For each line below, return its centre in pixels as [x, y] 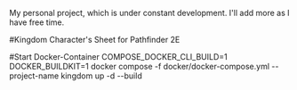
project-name [34, 76]
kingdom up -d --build [101, 76]
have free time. [37, 22]
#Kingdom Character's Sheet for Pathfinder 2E [95, 40]
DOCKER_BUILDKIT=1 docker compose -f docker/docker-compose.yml [139, 66]
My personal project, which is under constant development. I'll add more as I [149, 13]
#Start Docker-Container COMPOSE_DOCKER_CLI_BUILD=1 [119, 57]
